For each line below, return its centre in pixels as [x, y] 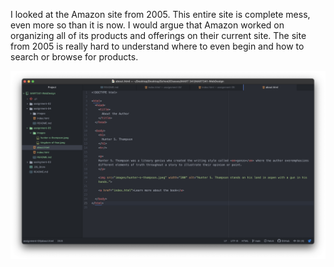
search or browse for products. [74, 57]
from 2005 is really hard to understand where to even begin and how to [157, 46]
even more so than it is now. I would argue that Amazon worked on [147, 25]
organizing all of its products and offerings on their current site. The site [158, 35]
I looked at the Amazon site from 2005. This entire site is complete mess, [160, 14]
